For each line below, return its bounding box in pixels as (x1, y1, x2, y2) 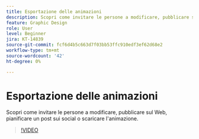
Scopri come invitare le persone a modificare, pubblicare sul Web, (6, 109, 168, 116)
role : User (6, 25, 33, 31)
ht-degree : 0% (6, 58, 41, 64)
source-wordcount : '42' (6, 53, 65, 59)
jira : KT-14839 (6, 36, 44, 42)
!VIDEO (20, 127, 38, 134)
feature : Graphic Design (6, 20, 68, 26)
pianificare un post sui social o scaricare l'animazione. (6, 115, 139, 122)
